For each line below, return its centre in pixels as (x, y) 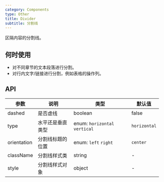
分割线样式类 (52, 156)
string (80, 155)
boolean (83, 113)
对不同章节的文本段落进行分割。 (44, 68)
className (20, 155)
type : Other (17, 14)
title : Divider (20, 19)
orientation (20, 142)
